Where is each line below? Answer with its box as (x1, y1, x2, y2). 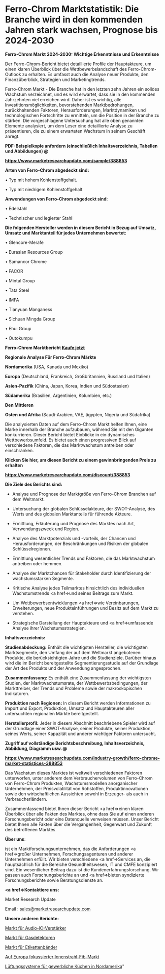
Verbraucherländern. (5, 796, 48, 802)
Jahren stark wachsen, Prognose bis (5, 25, 158, 36)
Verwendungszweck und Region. (12, 526, 80, 532)
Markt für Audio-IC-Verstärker (5, 925, 66, 931)
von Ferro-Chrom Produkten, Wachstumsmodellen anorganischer (5, 780, 138, 786)
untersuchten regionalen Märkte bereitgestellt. (5, 710, 99, 716)
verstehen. (12, 610, 34, 616)
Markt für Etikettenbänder (5, 944, 58, 950)
